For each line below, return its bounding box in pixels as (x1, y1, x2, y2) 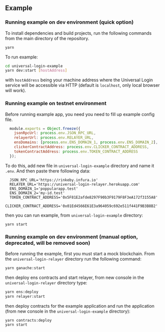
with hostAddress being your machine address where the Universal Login (5, 77, 153, 83)
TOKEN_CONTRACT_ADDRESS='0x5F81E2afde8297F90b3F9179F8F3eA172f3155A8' (9, 195, 158, 200)
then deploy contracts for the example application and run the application (5, 303, 155, 309)
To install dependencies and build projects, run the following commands (5, 30, 152, 36)
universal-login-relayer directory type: (5, 279, 87, 285)
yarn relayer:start (5, 294, 45, 299)
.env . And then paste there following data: (5, 168, 90, 174)
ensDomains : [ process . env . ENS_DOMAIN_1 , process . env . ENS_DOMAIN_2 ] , (14, 140, 158, 145)
